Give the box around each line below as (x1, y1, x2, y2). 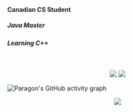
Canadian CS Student (7, 5, 71, 13)
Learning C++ (7, 38, 49, 47)
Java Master (7, 21, 45, 30)
